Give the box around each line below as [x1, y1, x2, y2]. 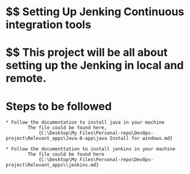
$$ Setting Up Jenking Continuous [5, 5, 185, 19]
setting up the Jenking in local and [5, 58, 184, 72]
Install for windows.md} [109, 136, 173, 142]
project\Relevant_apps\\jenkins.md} [5, 162, 99, 169]
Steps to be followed [5, 99, 112, 113]
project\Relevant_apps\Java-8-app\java [5, 136, 108, 142]
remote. [5, 72, 47, 85]
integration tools [5, 18, 92, 32]
